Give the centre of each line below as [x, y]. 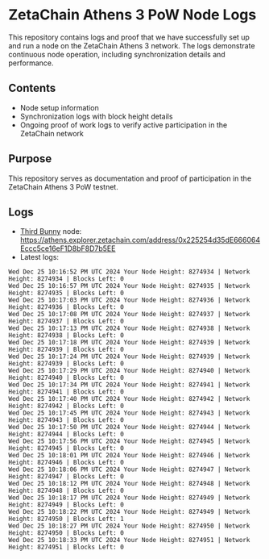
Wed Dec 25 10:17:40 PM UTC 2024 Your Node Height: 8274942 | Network [129, 399]
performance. [31, 63]
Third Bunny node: [51, 232]
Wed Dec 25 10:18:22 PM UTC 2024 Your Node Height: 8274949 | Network [129, 512]
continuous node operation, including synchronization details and [117, 54]
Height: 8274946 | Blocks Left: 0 [66, 463]
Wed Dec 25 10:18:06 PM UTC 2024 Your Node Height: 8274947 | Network [129, 469]
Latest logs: [39, 257]
